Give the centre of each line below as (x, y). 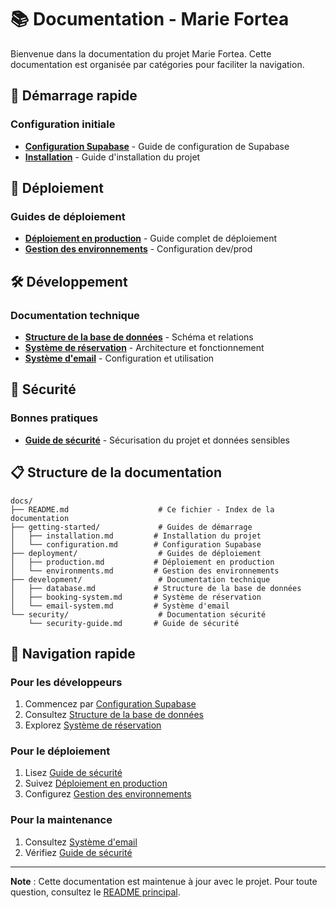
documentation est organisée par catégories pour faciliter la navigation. (157, 64)
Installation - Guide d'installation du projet (112, 157)
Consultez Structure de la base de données (114, 715)
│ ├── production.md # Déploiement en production (142, 562)
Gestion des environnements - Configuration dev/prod (138, 249)
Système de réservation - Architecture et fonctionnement (144, 347)
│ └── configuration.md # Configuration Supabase (136, 544)
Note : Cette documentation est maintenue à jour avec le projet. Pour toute (164, 881)
